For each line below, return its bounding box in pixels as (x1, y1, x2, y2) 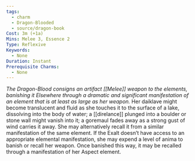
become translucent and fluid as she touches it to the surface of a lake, (6, 104, 180, 111)
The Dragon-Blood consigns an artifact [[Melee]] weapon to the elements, (6, 85, 188, 92)
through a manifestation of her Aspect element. (6, 149, 121, 156)
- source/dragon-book (11, 25, 65, 31)
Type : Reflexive (6, 42, 46, 48)
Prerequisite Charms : (6, 63, 60, 70)
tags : (6, 8, 19, 15)
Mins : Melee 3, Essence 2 (6, 36, 70, 42)
